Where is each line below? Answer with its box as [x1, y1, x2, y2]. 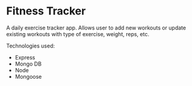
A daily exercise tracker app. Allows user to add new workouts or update [6, 24, 187, 31]
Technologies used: [6, 42, 55, 49]
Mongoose [14, 73, 42, 80]
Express [14, 54, 36, 61]
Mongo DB [14, 60, 42, 67]
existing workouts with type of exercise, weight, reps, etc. [6, 30, 149, 37]
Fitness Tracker [6, 4, 86, 18]
